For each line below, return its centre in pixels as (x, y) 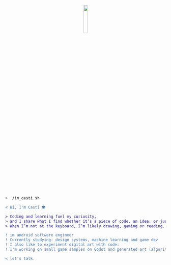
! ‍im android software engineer (39, 235)
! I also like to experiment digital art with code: (62, 245)
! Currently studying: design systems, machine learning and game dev (82, 240)
